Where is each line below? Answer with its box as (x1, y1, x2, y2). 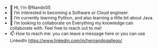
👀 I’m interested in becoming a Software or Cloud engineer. (9, 10, 129, 16)
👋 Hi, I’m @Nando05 (9, 5, 51, 10)
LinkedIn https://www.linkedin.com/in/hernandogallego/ (9, 38, 122, 43)
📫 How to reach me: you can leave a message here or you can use (9, 31, 145, 36)
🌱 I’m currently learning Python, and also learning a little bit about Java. (9, 15, 154, 20)
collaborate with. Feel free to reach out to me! (9, 25, 102, 31)
